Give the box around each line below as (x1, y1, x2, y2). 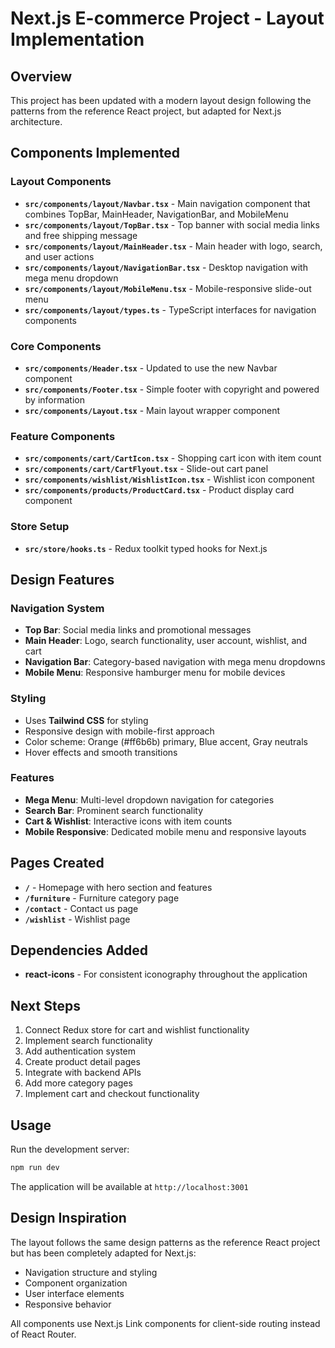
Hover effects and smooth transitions (24, 746, 178, 758)
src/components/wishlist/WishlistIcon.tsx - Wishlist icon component (24, 473, 315, 486)
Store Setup (10, 520, 70, 534)
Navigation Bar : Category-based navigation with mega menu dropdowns (24, 656, 326, 668)
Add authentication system (24, 1045, 137, 1057)
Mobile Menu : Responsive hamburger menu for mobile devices (24, 667, 286, 679)
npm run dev (10, 1163, 60, 1173)
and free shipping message (24, 229, 138, 241)
